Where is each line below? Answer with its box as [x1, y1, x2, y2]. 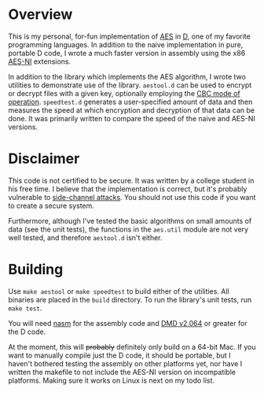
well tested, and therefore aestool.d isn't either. [8, 232, 163, 242]
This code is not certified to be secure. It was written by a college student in [8, 176, 255, 185]
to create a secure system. [8, 201, 94, 210]
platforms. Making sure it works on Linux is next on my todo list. [8, 376, 214, 385]
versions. [8, 122, 38, 132]
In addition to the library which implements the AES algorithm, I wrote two [8, 72, 246, 81]
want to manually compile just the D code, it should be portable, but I [8, 350, 231, 360]
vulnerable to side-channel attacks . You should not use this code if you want [8, 192, 256, 202]
